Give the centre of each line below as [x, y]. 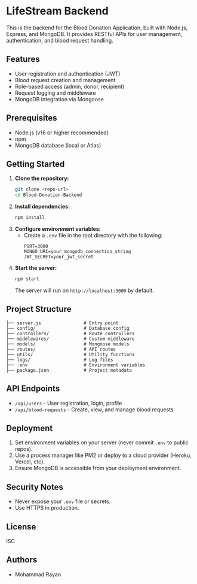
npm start [27, 279]
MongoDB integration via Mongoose [59, 99]
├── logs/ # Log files [60, 360]
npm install [30, 218]
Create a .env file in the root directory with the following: [93, 235]
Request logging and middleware [56, 93]
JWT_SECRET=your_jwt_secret [59, 257]
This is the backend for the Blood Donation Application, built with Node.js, [97, 28]
